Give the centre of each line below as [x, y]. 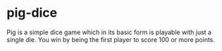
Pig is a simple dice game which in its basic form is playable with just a [109, 32]
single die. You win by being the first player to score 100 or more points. [111, 39]
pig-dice [32, 13]
